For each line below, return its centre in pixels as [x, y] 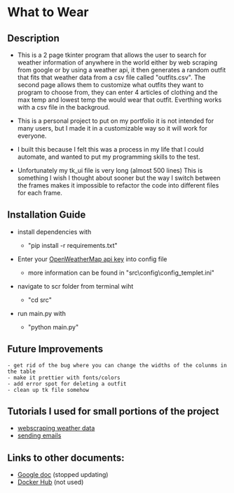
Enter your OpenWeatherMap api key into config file [92, 259]
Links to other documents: [66, 458]
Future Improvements [55, 349]
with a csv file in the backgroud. [63, 107]
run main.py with [42, 313]
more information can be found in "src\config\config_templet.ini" [121, 272]
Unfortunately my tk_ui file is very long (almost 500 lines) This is [110, 170]
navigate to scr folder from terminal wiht [75, 286]
